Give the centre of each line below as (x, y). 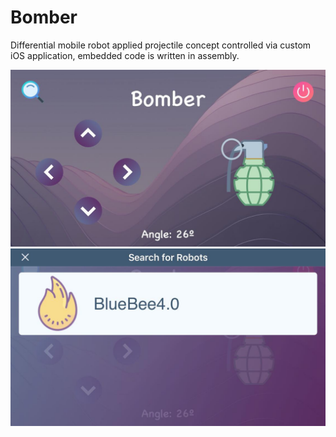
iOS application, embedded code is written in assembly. (125, 55)
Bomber (44, 17)
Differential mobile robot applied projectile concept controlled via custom (161, 45)
